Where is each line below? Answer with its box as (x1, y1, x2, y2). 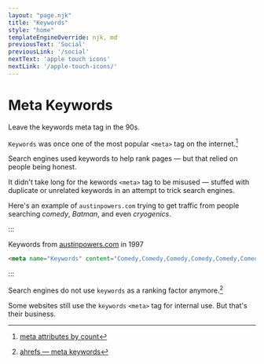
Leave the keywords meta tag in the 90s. (8, 122, 140, 132)
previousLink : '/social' (8, 48, 90, 56)
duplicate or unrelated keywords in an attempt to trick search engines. (8, 186, 236, 195)
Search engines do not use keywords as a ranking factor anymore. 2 (8, 284, 224, 295)
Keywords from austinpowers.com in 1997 (8, 240, 144, 249)
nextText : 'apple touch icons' (8, 56, 111, 64)
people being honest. (8, 162, 77, 172)
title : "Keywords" (8, 19, 68, 27)
